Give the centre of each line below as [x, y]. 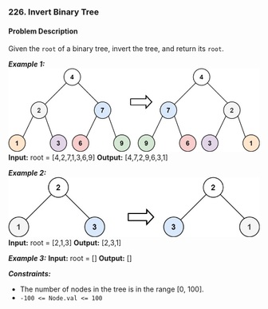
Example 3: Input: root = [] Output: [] [70, 259]
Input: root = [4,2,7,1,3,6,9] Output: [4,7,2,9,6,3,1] [88, 157]
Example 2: [27, 172]
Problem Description [43, 31]
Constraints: [30, 274]
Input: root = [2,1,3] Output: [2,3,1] [65, 243]
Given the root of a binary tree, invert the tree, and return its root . [116, 49]
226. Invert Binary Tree [54, 12]
